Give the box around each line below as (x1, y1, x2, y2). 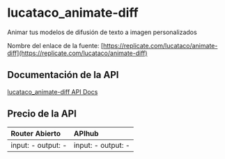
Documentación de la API (7, 69, 119, 81)
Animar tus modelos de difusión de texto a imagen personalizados (7, 28, 197, 36)
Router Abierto (10, 128, 61, 138)
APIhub (73, 128, 99, 138)
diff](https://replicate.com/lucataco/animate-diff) (7, 49, 148, 57)
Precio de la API (7, 108, 77, 120)
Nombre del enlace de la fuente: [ (7, 41, 104, 50)
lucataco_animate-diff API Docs (7, 87, 98, 96)
